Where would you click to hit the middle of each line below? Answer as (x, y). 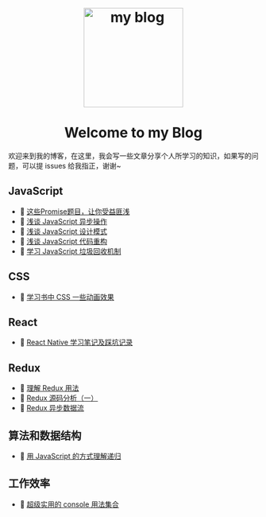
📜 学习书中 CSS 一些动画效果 (67, 297)
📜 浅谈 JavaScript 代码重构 (64, 241)
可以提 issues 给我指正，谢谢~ (71, 165)
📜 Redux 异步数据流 (52, 408)
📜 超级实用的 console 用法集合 (69, 504)
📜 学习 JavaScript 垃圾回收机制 (70, 251)
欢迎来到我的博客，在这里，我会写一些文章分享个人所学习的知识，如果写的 (130, 155)
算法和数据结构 (45, 435)
